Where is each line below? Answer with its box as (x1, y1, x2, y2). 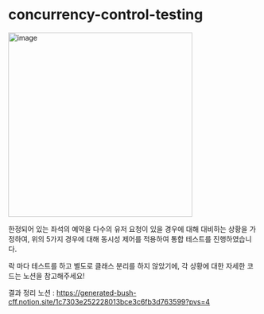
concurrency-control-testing (8, 6, 204, 24)
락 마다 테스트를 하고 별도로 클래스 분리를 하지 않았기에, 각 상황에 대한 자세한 (8, 261, 246, 270)
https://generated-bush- (56, 288, 137, 297)
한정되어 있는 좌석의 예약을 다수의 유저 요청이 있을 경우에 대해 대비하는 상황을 (8, 224, 248, 234)
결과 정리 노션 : (8, 288, 56, 297)
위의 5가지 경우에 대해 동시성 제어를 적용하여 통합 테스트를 (31, 234, 212, 244)
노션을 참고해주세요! (22, 271, 85, 281)
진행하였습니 (213, 234, 252, 244)
